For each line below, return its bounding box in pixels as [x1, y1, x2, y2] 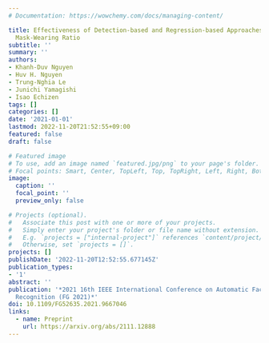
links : [8, 308, 30, 316]
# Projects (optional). [8, 211, 88, 219]
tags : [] [8, 101, 38, 109]
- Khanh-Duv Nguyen [8, 63, 74, 72]
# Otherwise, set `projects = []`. [8, 241, 134, 249]
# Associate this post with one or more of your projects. [8, 218, 217, 226]
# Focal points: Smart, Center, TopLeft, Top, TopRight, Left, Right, [8, 167, 249, 175]
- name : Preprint [15, 315, 74, 324]
